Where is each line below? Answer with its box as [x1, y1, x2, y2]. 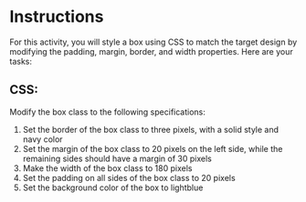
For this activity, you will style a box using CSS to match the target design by [9, 36, 298, 47]
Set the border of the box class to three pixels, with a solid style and [22, 124, 280, 135]
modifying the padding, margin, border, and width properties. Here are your [9, 45, 294, 56]
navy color [22, 134, 63, 145]
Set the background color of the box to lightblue [22, 182, 204, 193]
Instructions [9, 6, 104, 27]
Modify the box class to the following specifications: [9, 106, 206, 117]
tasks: [9, 56, 33, 66]
